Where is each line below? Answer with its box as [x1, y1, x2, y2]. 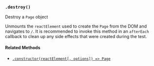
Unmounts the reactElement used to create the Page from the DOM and [5, 24, 147, 29]
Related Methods [5, 44, 40, 50]
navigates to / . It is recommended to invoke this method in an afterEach [5, 28, 150, 34]
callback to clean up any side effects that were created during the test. [5, 34, 147, 40]
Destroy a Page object [5, 14, 48, 20]
